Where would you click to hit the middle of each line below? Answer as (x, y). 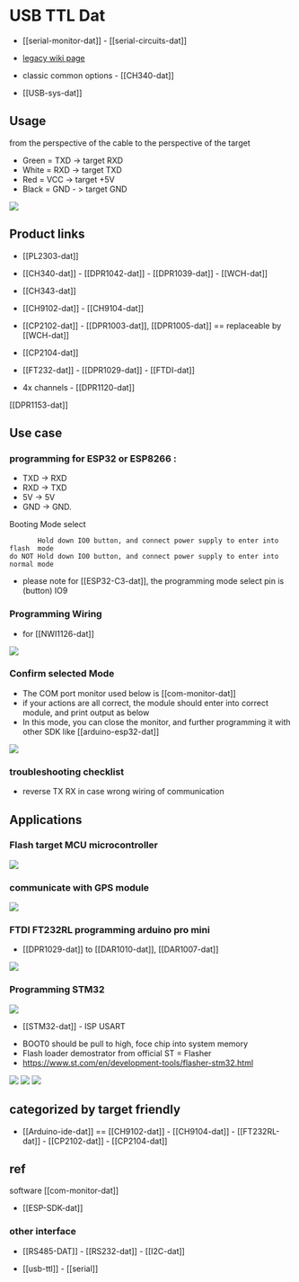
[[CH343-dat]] (49, 291)
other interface (43, 1232)
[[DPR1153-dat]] (39, 405)
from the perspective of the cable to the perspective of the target (130, 143)
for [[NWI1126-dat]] (58, 633)
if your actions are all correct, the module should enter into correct (145, 703)
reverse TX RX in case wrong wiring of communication (123, 792)
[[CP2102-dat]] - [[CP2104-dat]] (108, 1141)
